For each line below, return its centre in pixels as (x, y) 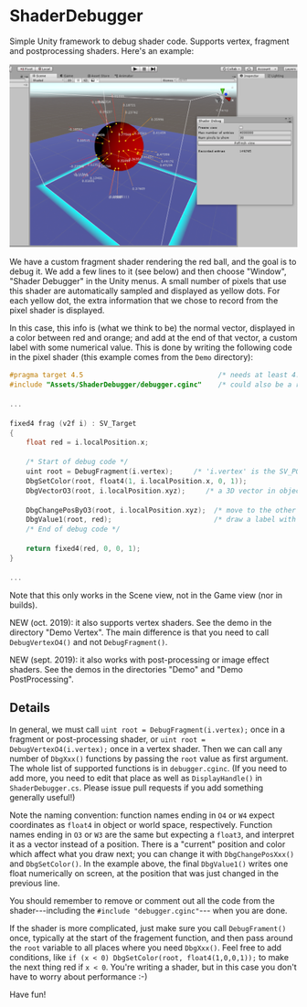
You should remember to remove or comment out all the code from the (143, 901)
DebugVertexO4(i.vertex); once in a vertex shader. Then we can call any (146, 749)
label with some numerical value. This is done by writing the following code (151, 347)
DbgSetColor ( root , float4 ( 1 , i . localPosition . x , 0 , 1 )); (137, 481)
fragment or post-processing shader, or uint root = (107, 739)
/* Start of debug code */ (77, 462)
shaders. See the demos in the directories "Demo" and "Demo (127, 669)
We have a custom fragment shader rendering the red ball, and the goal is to (153, 262)
